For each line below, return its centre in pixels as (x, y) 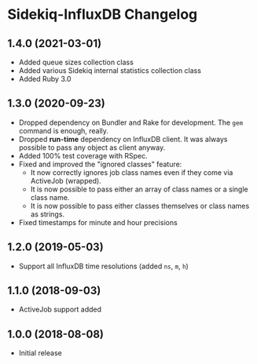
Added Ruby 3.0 (45, 79)
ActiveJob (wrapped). (66, 180)
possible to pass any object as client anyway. (92, 147)
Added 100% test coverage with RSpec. (83, 155)
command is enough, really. (64, 130)
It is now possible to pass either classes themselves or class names (140, 206)
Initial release (40, 353)
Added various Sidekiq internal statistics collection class (110, 71)
